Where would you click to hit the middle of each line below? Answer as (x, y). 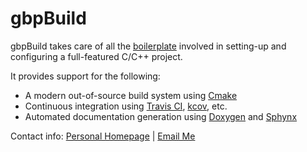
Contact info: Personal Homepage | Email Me (103, 136)
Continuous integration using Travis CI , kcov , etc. (126, 106)
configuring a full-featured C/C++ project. (96, 56)
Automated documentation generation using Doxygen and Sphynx (161, 116)
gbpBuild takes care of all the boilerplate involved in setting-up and (148, 46)
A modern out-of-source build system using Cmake (131, 95)
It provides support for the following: (85, 76)
